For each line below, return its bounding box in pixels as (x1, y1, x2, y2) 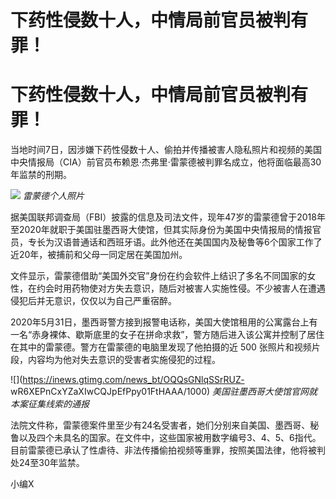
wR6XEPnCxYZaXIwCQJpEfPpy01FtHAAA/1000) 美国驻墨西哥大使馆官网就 (10, 386, 318, 398)
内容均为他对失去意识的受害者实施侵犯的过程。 (27, 354, 221, 366)
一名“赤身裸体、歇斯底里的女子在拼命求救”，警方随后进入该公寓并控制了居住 (10, 329, 325, 341)
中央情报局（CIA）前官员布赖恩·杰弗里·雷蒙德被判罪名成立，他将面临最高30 (10, 156, 322, 168)
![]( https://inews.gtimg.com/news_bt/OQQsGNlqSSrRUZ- (10, 374, 245, 386)
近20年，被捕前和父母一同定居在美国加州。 (10, 249, 188, 261)
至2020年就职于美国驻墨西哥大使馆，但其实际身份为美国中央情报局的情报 (10, 224, 313, 236)
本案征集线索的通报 (10, 398, 90, 410)
